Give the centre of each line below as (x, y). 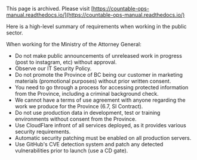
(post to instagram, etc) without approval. (66, 62)
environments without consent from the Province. (76, 119)
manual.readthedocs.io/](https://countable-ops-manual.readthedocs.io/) (96, 15)
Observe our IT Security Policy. (53, 68)
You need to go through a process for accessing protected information (101, 87)
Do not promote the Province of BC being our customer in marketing (99, 75)
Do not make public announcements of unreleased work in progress (98, 56)
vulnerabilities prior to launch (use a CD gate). (71, 150)
